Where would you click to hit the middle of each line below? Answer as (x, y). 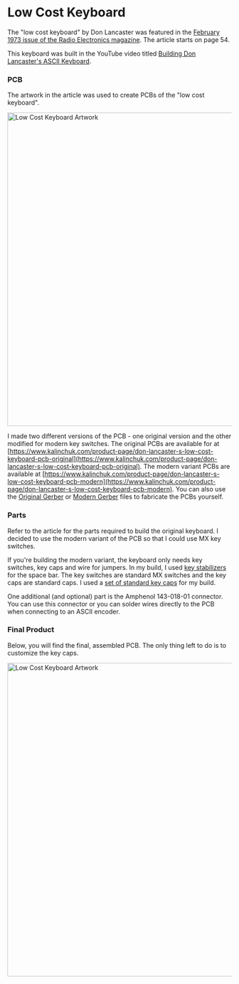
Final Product (31, 630)
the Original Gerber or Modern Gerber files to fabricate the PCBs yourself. (116, 497)
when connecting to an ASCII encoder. (64, 611)
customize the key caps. (43, 653)
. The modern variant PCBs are (185, 467)
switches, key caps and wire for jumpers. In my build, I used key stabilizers (117, 567)
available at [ (26, 474)
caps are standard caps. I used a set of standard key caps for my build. (111, 582)
